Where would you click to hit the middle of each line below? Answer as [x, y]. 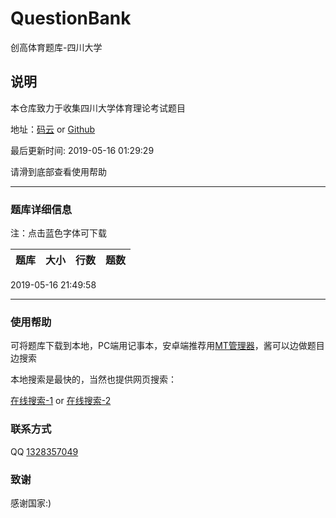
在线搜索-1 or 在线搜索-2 [61, 401]
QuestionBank [71, 18]
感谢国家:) [31, 503]
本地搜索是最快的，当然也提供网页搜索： [93, 379]
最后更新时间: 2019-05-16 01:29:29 [82, 150]
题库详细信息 [41, 209]
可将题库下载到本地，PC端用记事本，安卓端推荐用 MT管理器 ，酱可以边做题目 [167, 346]
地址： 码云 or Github [53, 129]
